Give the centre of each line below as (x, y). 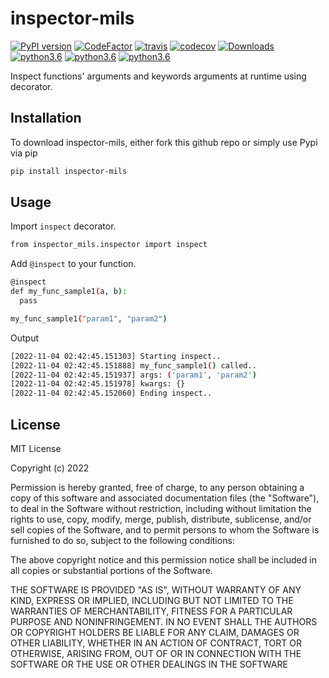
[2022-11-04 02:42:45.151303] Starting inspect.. (116, 356)
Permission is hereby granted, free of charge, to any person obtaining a (157, 487)
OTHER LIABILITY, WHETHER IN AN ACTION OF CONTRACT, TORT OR (156, 643)
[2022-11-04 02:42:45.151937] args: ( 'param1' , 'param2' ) (133, 375)
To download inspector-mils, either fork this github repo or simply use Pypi (164, 142)
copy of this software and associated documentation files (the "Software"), (165, 498)
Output (24, 338)
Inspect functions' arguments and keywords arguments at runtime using (158, 76)
